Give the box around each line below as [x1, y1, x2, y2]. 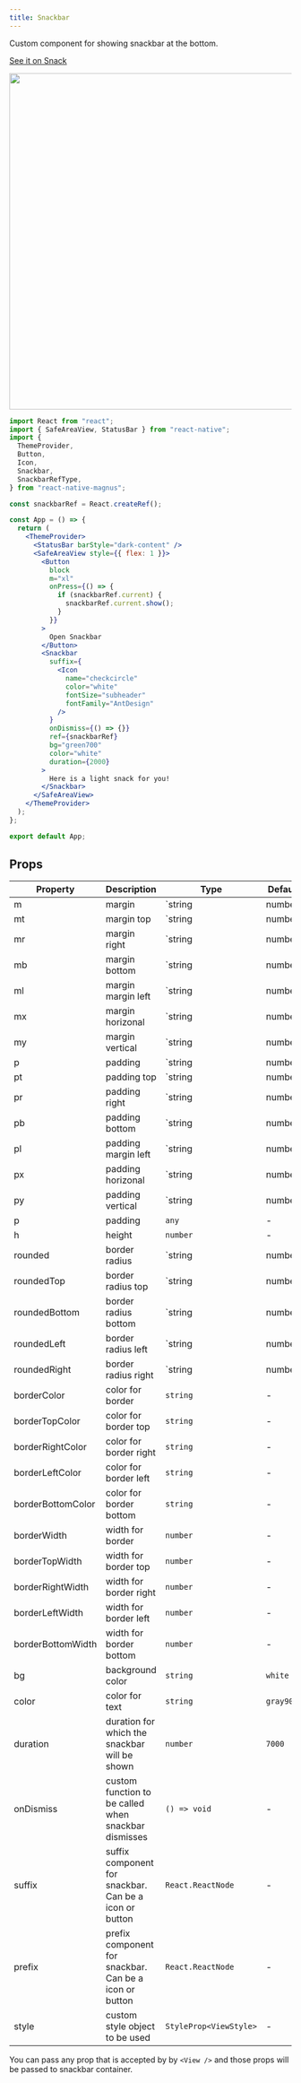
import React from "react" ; [9, 416, 115, 426]
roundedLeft [13, 1338, 66, 1350]
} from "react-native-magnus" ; [9, 483, 126, 492]
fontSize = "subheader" [65, 690, 146, 699]
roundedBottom [13, 1306, 81, 1319]
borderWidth [13, 1530, 67, 1542]
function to [106, 1786, 152, 1799]
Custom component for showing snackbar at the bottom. [9, 38, 219, 48]
